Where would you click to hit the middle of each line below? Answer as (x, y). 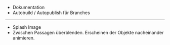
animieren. (24, 38)
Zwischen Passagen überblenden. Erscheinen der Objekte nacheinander (88, 33)
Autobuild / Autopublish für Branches (51, 13)
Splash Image (27, 27)
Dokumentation (29, 7)
